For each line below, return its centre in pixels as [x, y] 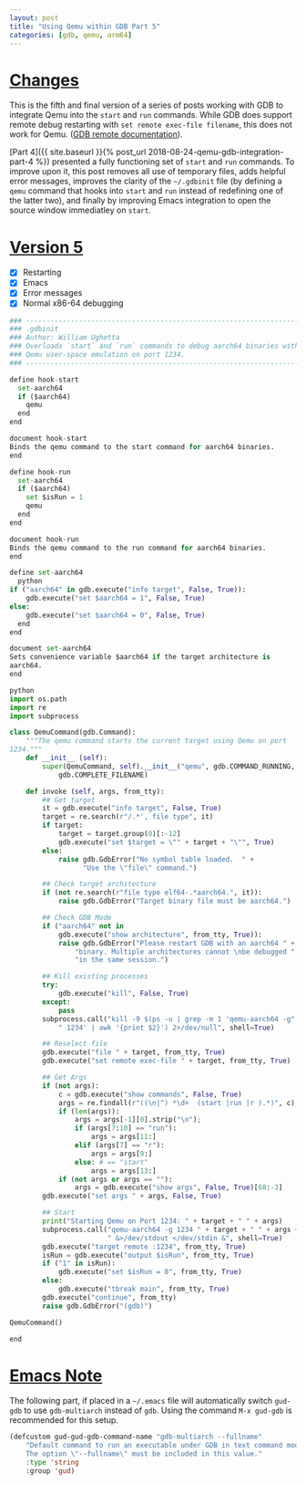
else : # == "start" [111, 1162]
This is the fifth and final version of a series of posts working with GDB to [147, 105]
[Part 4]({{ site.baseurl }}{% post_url [78, 152]
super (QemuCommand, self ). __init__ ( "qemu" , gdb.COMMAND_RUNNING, [169, 766]
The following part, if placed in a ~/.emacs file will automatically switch [141, 1401]
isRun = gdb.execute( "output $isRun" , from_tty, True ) [148, 1255]
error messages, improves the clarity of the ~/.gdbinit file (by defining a [146, 181]
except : [56, 1002]
